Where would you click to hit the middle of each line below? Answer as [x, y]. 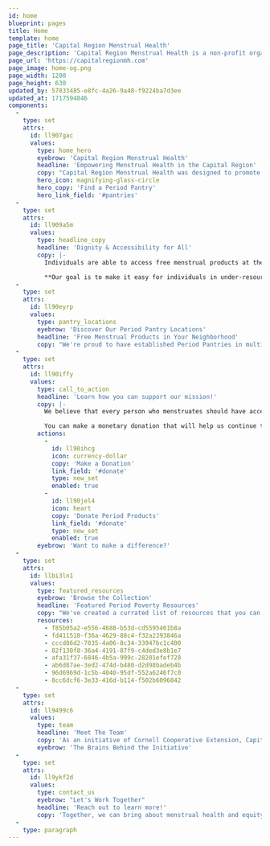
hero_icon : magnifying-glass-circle [98, 181]
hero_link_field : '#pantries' [88, 195]
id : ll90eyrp [51, 307]
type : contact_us [66, 793]
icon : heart [71, 508]
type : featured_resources [81, 591]
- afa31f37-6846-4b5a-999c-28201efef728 [112, 658]
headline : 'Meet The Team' [82, 733]
